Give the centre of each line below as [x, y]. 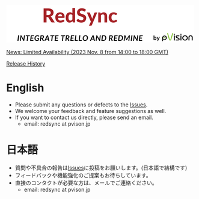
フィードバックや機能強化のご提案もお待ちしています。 [83, 175]
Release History [26, 64]
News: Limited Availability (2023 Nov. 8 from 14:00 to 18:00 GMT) [87, 52]
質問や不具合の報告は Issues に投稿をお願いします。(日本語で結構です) [101, 168]
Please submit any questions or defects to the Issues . [81, 105]
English [25, 88]
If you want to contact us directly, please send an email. [84, 117]
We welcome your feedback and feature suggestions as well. [90, 111]
